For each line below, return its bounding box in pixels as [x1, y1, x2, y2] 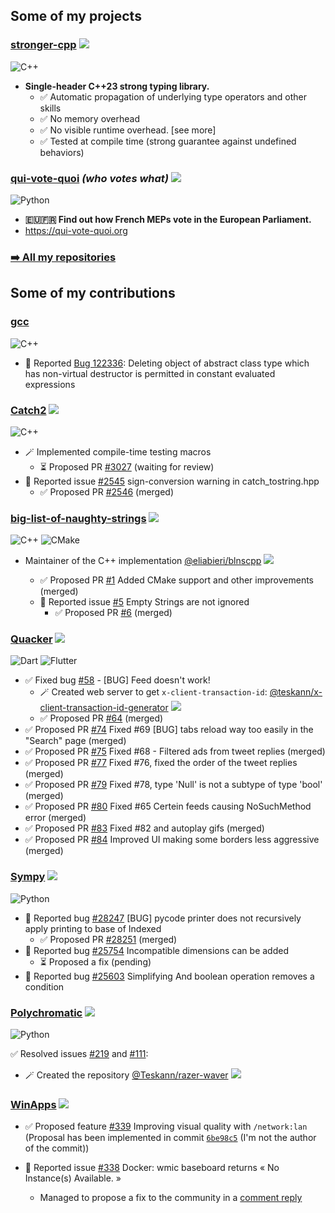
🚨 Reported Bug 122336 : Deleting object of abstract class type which [24, 357, 310, 369]
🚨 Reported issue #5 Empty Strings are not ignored [39, 596, 250, 608]
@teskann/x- [269, 686, 323, 698]
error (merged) [24, 812, 87, 824]
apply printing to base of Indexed [24, 922, 162, 934]
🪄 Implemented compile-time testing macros [24, 445, 212, 458]
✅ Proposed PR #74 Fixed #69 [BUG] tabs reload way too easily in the [24, 724, 314, 736]
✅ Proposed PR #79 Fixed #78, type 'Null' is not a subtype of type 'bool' [24, 779, 323, 791]
